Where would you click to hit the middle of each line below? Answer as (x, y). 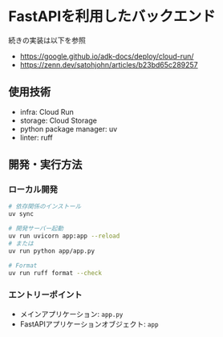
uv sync (21, 214)
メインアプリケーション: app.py (71, 314)
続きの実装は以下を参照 (47, 40)
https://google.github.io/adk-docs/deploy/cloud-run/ (107, 56)
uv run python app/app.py (51, 251)
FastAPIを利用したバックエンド (112, 16)
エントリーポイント (45, 295)
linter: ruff (36, 137)
